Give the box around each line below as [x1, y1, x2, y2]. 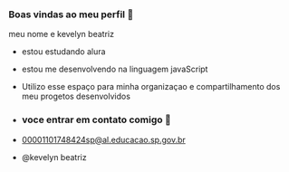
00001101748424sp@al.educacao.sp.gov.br [21, 134, 187, 145]
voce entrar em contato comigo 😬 [21, 113, 171, 126]
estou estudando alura [21, 46, 106, 57]
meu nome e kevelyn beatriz [8, 29, 115, 40]
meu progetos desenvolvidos [21, 91, 130, 102]
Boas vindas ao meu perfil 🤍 [8, 8, 134, 21]
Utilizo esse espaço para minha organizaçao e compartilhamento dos [21, 81, 281, 92]
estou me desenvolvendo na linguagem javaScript [21, 63, 208, 75]
